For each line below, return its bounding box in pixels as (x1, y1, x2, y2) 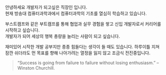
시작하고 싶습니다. (5, 27, 40, 33)
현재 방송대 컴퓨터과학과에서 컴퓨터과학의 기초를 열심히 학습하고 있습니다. (5, 10, 147, 16)
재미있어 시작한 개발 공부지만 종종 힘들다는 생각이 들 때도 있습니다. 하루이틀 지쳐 (5, 44, 160, 49)
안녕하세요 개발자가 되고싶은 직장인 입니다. (5, 4, 88, 10)
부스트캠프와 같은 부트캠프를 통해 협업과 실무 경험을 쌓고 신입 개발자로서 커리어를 (5, 21, 162, 27)
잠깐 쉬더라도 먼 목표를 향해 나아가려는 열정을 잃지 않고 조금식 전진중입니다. (5, 50, 151, 56)
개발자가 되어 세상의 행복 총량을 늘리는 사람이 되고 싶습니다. (5, 34, 120, 39)
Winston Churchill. (17, 65, 55, 71)
